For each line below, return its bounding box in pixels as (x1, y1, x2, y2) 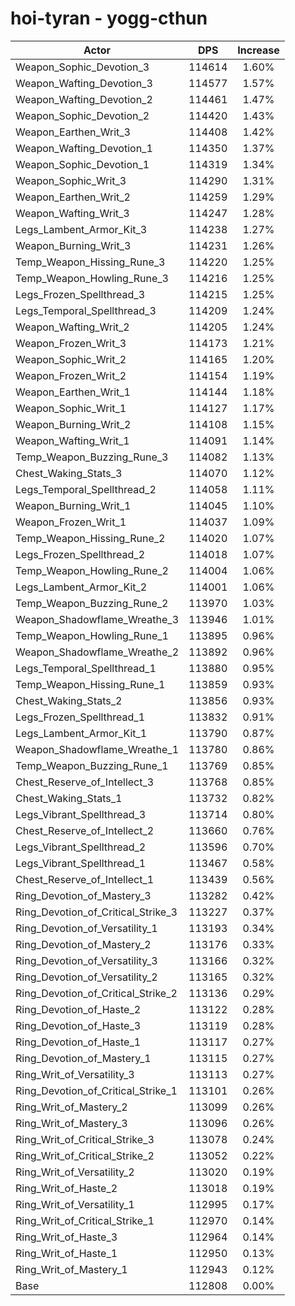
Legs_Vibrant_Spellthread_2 (15, 840, 147, 854)
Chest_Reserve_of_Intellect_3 (15, 775, 155, 789)
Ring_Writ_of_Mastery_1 (15, 1262, 128, 1276)
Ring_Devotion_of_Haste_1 (15, 1035, 142, 1049)
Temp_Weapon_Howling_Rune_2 (15, 563, 169, 577)
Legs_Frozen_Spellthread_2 (15, 547, 146, 561)
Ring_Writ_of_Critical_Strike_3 (15, 1132, 155, 1146)
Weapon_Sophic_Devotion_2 (15, 108, 150, 122)
